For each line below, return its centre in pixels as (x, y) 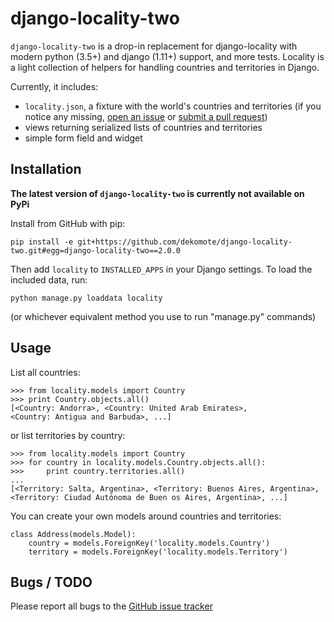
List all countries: (45, 372)
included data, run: (49, 279)
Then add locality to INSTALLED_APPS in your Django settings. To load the (161, 269)
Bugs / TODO (51, 582)
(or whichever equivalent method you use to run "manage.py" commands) (163, 316)
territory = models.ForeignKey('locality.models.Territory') (158, 552)
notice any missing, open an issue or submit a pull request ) (146, 116)
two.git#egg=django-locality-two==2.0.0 (96, 250)
